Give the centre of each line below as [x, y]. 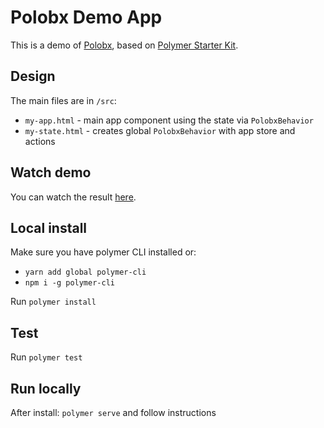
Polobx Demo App [86, 17]
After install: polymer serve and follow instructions [113, 412]
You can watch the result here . [73, 197]
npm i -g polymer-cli [69, 283]
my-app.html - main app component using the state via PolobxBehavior [169, 120]
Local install [49, 227]
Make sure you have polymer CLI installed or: [103, 252]
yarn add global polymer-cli [85, 272]
